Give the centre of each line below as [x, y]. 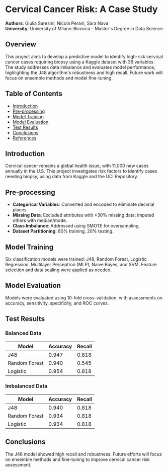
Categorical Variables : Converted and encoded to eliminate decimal [83, 204]
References [24, 138]
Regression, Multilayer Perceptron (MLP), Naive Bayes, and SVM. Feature [81, 264]
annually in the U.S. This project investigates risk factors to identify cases [81, 171]
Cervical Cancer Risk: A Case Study [81, 9]
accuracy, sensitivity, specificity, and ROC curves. [57, 303]
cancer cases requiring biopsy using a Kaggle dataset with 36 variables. [80, 62]
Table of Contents [34, 94]
